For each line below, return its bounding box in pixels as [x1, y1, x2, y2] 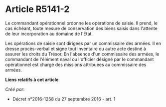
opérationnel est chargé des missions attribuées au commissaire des [5, 61, 147, 67]
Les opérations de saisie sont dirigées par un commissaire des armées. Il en [5, 40, 162, 46]
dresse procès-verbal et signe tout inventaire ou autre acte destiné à [5, 45, 146, 51]
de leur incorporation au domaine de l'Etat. [5, 30, 93, 36]
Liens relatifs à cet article [5, 76, 59, 82]
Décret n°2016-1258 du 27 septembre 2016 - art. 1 [12, 96, 116, 102]
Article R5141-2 [5, 3, 70, 15]
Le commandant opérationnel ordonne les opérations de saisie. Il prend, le [5, 20, 158, 26]
